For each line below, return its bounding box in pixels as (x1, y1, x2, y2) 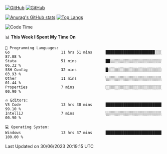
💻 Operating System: (5, 125, 50, 130)
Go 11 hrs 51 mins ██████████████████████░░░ (5, 50, 162, 55)
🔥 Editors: (5, 98, 28, 103)
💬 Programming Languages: (5, 45, 59, 50)
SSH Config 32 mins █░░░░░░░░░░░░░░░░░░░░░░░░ (5, 67, 162, 72)
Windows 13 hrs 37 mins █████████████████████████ (5, 130, 162, 135)
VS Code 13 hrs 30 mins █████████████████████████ (5, 102, 162, 107)
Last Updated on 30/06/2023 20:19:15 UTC (5, 144, 94, 149)
